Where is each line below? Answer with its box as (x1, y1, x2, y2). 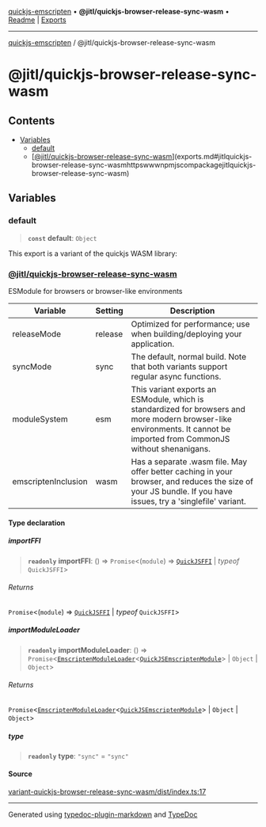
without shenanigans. (131, 443, 211, 454)
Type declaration (8, 518, 66, 528)
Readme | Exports (8, 15, 66, 25)
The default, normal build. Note (131, 351, 247, 362)
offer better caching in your (131, 466, 233, 477)
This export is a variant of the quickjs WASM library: (8, 249, 178, 258)
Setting (95, 305, 124, 316)
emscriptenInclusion (12, 475, 89, 486)
